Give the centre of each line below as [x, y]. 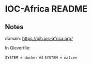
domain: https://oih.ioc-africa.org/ [39, 38]
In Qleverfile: [18, 48]
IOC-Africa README [46, 9]
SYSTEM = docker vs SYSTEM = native [41, 57]
